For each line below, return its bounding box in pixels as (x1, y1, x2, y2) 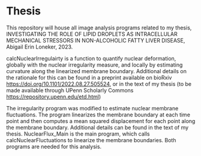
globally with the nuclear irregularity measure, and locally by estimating (6, 61, 183, 68)
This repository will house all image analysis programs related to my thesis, (6, 24, 192, 31)
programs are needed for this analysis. (6, 143, 102, 150)
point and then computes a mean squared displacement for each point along (6, 117, 196, 124)
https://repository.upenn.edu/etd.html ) (6, 93, 101, 100)
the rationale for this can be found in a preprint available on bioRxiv (6, 74, 172, 81)
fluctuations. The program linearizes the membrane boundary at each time (6, 111, 191, 118)
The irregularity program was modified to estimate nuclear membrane (6, 104, 179, 112)
